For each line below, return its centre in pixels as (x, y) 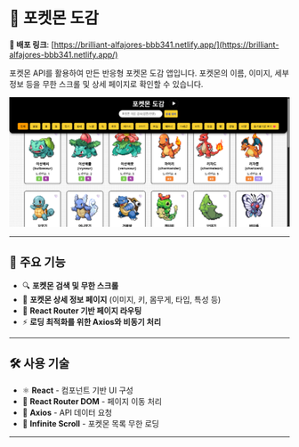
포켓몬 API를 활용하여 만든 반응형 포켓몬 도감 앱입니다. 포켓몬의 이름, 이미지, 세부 (149, 73)
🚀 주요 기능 (38, 262)
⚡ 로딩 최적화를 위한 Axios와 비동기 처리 (92, 321)
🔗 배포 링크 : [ (32, 45)
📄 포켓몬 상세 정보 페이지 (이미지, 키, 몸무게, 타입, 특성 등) (121, 299)
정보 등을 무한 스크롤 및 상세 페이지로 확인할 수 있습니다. (106, 84)
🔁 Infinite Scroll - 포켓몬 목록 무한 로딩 (91, 424)
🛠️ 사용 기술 (39, 363)
